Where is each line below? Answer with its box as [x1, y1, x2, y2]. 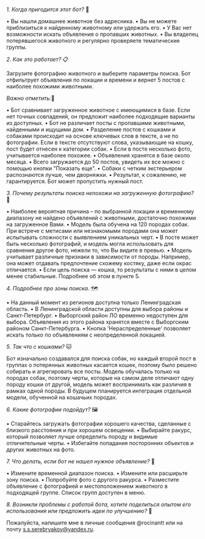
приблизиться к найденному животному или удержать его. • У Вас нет [6, 24, 192, 31]
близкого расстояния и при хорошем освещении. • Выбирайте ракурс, [6, 427, 192, 434]
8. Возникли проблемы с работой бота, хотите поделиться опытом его [6, 501, 191, 508]
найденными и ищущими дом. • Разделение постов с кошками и [6, 126, 176, 133]
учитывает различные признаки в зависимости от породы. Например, [6, 253, 190, 260]
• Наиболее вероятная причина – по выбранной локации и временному [6, 208, 194, 215]
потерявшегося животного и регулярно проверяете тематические [6, 37, 180, 44]
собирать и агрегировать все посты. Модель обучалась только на [6, 368, 180, 375]
